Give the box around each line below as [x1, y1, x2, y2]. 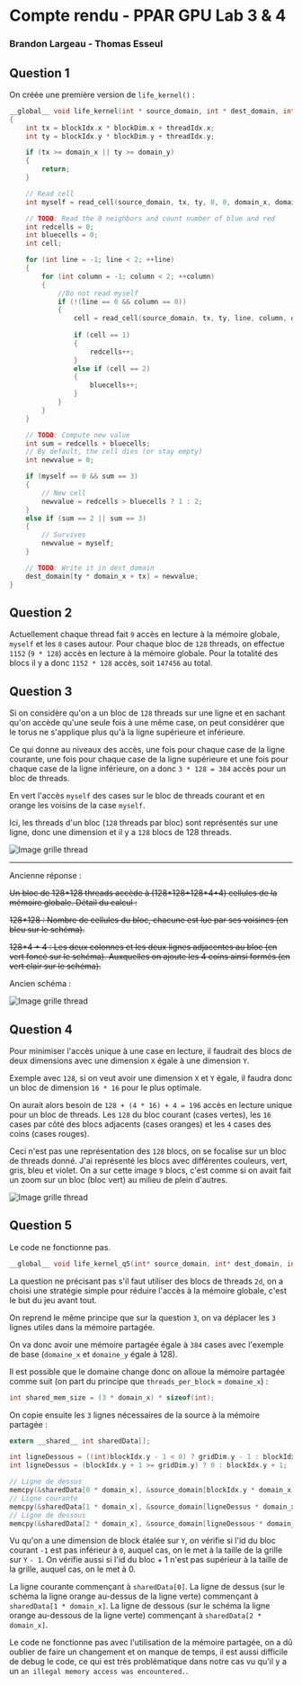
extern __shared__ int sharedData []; [9, 1437, 151, 1446]
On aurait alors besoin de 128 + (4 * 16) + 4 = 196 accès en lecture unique [9, 1099, 293, 1110]
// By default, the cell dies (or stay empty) [25, 447, 203, 456]
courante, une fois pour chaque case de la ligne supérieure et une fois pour [9, 753, 289, 765]
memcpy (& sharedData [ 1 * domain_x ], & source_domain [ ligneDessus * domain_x [9, 1502, 296, 1511]
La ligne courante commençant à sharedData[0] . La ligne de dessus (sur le [9, 1581, 285, 1592]
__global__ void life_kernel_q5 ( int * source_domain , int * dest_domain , [9, 1259, 283, 1268]
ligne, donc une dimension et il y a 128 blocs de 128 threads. [9, 827, 232, 838]
